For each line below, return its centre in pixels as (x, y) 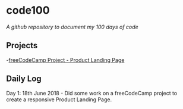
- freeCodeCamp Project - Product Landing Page (65, 60)
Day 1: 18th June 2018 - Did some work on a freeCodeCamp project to (91, 93)
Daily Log (24, 79)
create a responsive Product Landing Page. (59, 99)
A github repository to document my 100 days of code (72, 27)
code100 (28, 10)
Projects (22, 46)
